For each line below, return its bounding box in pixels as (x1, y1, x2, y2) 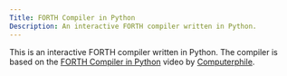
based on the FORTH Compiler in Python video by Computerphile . (9, 56, 255, 67)
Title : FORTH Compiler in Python (9, 13, 136, 23)
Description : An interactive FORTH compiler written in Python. (9, 22, 257, 31)
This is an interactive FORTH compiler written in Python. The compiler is (9, 46, 278, 57)
